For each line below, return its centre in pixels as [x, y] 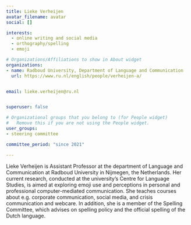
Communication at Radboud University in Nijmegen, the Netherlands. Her [94, 172]
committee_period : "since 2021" [45, 144]
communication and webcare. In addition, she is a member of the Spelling [94, 203]
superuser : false [27, 107]
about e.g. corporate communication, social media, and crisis [79, 197]
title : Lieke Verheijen [35, 11]
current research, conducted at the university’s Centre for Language [88, 178]
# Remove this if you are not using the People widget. [78, 123]
